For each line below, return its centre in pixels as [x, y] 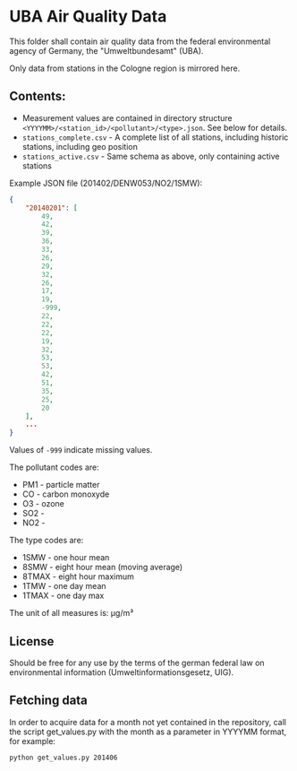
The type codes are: [47, 541]
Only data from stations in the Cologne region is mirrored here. [125, 68]
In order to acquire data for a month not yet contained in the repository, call [148, 722]
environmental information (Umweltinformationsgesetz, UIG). [122, 672]
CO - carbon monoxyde [66, 494]
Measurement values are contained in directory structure [127, 117]
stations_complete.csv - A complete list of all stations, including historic [155, 137]
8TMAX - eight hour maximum [78, 576]
